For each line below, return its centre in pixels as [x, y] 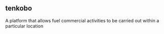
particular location [24, 26]
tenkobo [19, 8]
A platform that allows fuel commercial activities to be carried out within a [82, 20]
